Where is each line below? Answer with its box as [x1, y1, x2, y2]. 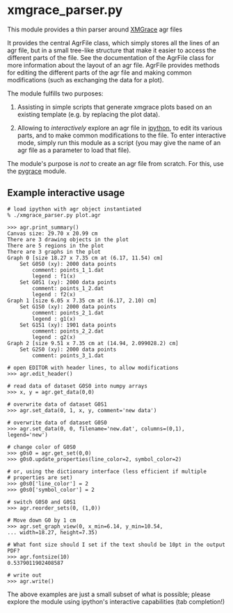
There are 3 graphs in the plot [7, 248, 101, 255]
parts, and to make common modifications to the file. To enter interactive [17, 131, 226, 139]
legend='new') [7, 431, 49, 438]
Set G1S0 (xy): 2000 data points [19, 303, 117, 310]
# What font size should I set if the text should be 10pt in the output [7, 541, 226, 548]
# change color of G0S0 [7, 444, 77, 451]
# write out [7, 571, 42, 579]
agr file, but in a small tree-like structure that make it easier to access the [7, 46, 217, 54]
